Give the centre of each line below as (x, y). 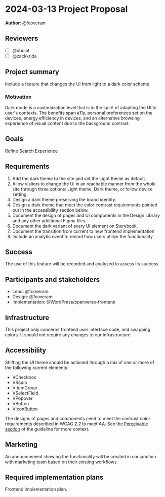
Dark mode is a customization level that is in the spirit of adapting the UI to (81, 107)
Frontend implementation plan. (36, 489)
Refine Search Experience (32, 151)
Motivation (19, 97)
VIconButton (25, 409)
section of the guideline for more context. (47, 429)
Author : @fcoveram (25, 23)
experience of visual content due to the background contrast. (67, 123)
